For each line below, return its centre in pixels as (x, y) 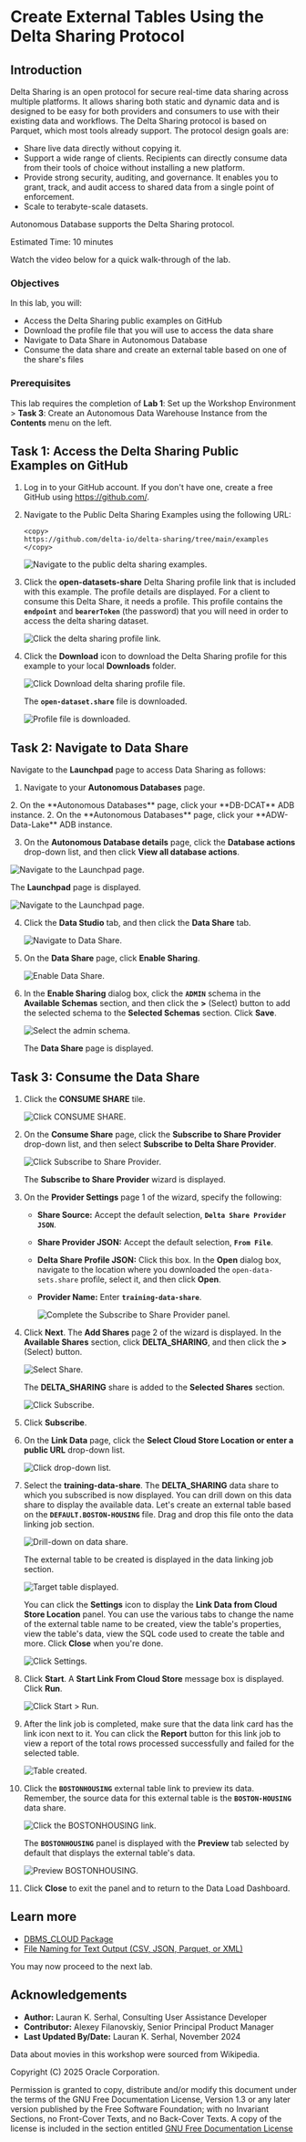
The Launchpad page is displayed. (76, 887)
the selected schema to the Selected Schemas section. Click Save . (150, 1013)
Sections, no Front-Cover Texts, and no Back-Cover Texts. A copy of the (146, 2118)
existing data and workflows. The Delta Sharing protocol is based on (138, 121)
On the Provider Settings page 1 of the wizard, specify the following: (153, 1197)
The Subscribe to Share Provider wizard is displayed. (124, 1180)
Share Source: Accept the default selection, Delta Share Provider (162, 1215)
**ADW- (272, 815)
